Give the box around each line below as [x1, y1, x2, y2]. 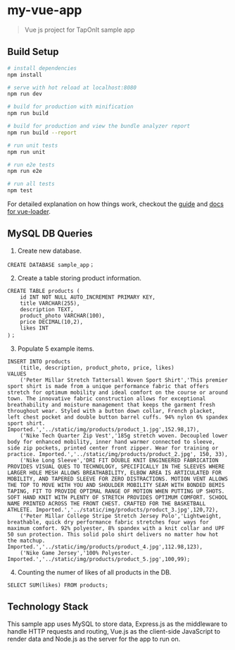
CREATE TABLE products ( [7, 287, 80, 294]
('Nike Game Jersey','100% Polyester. [20, 549, 134, 556]
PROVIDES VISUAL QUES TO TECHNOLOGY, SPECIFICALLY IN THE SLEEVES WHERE [7, 463, 225, 470]
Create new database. [17, 246, 82, 255]
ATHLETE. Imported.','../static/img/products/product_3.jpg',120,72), [7, 506, 219, 513]
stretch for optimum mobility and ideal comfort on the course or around [7, 389, 229, 396]
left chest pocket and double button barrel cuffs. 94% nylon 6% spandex [7, 414, 229, 421]
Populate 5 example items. [17, 344, 95, 353]
